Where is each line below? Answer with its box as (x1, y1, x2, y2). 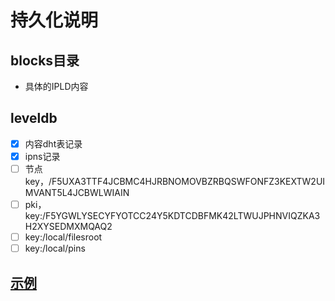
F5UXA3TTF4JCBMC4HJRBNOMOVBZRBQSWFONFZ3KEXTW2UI (51, 176, 326, 187)
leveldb (10, 110, 58, 127)
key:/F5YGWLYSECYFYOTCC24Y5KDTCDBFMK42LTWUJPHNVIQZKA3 (24, 210, 321, 222)
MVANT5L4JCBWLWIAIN (24, 187, 130, 198)
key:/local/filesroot (24, 231, 103, 243)
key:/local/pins (24, 242, 86, 255)
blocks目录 (10, 52, 80, 69)
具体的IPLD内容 (24, 81, 89, 92)
